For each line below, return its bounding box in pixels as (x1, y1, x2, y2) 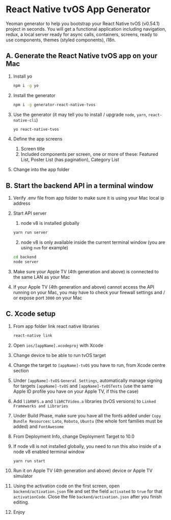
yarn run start (13, 458, 46, 463)
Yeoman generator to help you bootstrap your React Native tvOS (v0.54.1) (6, 20, 160, 27)
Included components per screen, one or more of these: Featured (20, 151, 158, 157)
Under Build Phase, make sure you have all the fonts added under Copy (13, 412, 161, 418)
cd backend (13, 254, 37, 260)
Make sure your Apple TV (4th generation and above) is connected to (13, 268, 159, 274)
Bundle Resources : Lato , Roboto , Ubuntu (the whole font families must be (13, 418, 163, 424)
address (13, 200, 31, 206)
